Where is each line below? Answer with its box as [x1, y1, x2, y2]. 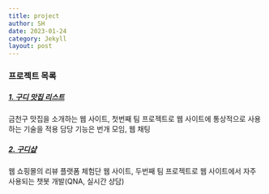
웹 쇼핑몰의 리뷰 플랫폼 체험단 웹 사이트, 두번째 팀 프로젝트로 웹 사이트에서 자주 [8, 166, 257, 175]
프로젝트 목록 [8, 71, 57, 82]
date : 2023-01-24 [8, 27, 67, 35]
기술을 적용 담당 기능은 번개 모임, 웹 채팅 [23, 124, 152, 134]
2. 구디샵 [8, 144, 37, 154]
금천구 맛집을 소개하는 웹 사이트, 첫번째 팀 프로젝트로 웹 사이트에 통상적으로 [8, 114, 246, 124]
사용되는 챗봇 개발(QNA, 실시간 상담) [8, 176, 125, 186]
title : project [8, 11, 60, 20]
